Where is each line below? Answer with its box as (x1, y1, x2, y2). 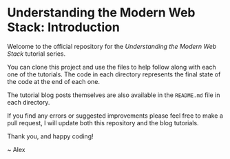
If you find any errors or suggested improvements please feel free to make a (7, 112, 224, 120)
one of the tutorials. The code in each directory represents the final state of (7, 70, 221, 78)
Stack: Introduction (7, 19, 121, 35)
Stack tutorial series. (7, 50, 66, 58)
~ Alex (7, 145, 25, 153)
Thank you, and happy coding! (7, 132, 94, 140)
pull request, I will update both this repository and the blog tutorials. (7, 118, 199, 127)
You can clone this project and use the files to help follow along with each (7, 63, 216, 71)
